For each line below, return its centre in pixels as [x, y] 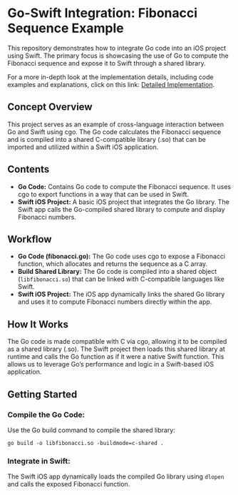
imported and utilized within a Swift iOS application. [83, 147]
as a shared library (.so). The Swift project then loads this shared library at [117, 349]
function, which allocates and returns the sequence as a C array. [113, 264]
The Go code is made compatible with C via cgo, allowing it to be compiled [117, 342]
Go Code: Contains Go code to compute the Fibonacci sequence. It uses [124, 186]
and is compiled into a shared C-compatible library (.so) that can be [107, 139]
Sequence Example [66, 28]
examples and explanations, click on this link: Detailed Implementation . [111, 84]
